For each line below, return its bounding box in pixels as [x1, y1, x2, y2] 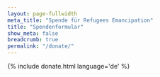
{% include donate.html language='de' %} [7, 62, 130, 70]
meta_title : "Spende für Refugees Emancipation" [7, 17, 154, 24]
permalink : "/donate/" [7, 43, 74, 50]
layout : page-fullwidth [7, 10, 78, 17]
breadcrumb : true [7, 36, 59, 43]
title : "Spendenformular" [7, 23, 84, 30]
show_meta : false [7, 29, 59, 37]
